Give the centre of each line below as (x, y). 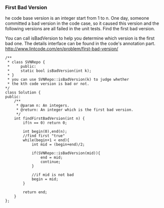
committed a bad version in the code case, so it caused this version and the (82, 23)
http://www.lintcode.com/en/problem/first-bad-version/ (62, 49)
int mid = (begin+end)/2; (58, 145)
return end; (35, 192)
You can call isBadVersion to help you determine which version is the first (80, 38)
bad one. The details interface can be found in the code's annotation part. (80, 44)
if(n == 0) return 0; (45, 123)
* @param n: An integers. (43, 105)
